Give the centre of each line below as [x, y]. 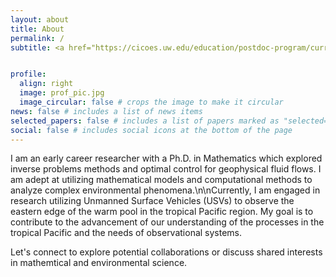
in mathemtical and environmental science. [99, 263]
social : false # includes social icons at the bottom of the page [151, 130]
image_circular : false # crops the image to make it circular [151, 102]
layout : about [40, 19]
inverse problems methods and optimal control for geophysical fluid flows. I [166, 169]
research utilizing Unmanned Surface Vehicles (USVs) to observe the [152, 201]
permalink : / [37, 38]
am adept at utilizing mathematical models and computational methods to [161, 180]
